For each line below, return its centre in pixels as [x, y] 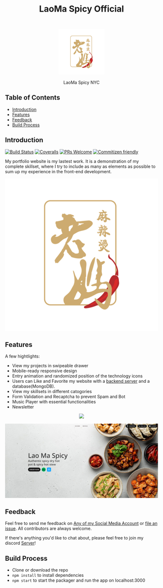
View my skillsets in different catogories [52, 392]
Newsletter [23, 407]
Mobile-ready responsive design [45, 371]
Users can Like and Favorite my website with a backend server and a [81, 381]
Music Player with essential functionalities [54, 402]
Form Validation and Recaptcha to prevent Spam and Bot [69, 397]
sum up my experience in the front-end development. [58, 171]
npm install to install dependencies [48, 575]
